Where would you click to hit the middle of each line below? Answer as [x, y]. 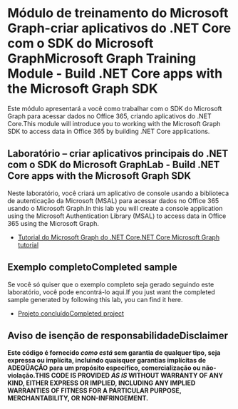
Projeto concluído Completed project [71, 313]
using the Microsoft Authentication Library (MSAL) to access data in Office [117, 216]
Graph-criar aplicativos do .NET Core [119, 28]
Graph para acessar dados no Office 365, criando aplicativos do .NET [109, 116]
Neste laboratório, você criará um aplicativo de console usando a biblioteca [118, 193]
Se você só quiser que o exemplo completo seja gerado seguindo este [111, 284]
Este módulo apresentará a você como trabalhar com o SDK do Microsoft [115, 108]
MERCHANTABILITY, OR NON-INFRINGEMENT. [78, 398]
